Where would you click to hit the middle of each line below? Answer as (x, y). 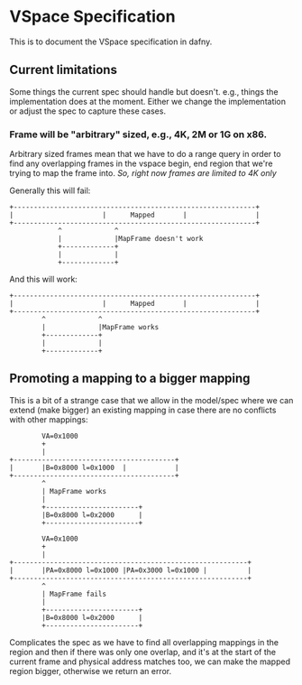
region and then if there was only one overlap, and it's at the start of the (143, 652)
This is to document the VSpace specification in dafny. (111, 42)
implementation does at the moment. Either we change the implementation (148, 101)
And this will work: (44, 279)
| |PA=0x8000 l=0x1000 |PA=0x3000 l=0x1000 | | (131, 570)
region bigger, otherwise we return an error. (91, 671)
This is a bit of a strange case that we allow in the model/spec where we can (151, 400)
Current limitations (63, 70)
